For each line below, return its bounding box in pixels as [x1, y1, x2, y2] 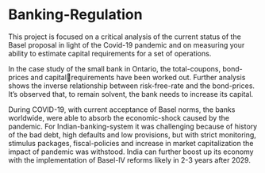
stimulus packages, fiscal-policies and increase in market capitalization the [8, 138, 254, 148]
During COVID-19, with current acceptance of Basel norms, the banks [8, 105, 236, 114]
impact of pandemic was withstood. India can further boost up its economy [8, 147, 254, 156]
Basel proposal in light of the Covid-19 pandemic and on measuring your [8, 40, 245, 49]
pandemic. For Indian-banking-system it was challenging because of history [8, 121, 258, 131]
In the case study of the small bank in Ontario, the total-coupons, [8, 63, 221, 73]
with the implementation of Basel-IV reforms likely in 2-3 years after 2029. [8, 155, 252, 164]
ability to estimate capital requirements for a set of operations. [8, 48, 212, 58]
